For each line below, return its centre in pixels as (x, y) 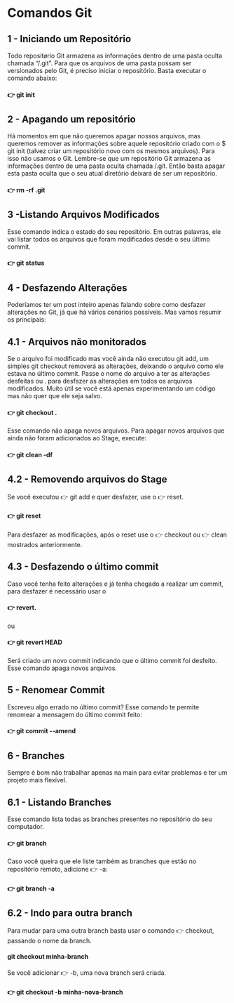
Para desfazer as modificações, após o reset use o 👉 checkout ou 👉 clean (117, 535)
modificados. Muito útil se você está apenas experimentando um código (111, 388)
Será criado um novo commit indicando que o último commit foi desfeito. (112, 661)
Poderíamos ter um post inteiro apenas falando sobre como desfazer (106, 305)
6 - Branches (36, 755)
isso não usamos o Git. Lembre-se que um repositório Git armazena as (109, 159)
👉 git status (26, 263)
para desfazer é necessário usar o (57, 591)
